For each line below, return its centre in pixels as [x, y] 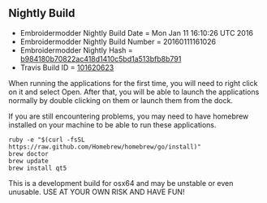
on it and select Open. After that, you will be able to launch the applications [134, 92]
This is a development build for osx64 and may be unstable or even [121, 183]
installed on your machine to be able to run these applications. [112, 124]
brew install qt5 [38, 168]
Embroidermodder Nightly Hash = [77, 50]
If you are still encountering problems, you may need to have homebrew [129, 116]
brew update [28, 161]
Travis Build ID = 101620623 [67, 67]
